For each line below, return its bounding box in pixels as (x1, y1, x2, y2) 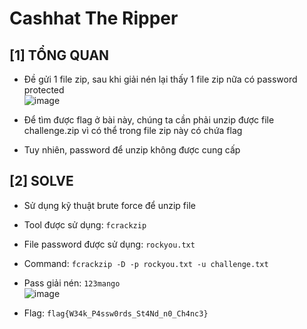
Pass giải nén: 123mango (23, 277, 121, 289)
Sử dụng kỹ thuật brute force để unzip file (23, 199, 196, 211)
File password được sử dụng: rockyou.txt (23, 238, 196, 250)
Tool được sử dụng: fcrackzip (23, 218, 147, 231)
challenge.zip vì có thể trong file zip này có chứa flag (23, 125, 243, 136)
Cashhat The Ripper (9, 7, 179, 30)
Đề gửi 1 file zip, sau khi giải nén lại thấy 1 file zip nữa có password (23, 73, 298, 85)
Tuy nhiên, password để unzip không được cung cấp (23, 144, 241, 156)
